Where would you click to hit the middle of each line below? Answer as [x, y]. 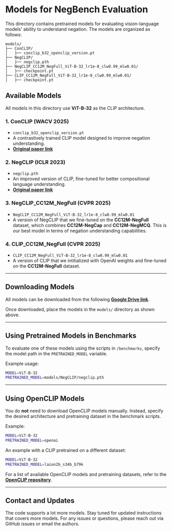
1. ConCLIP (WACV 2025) [37, 121]
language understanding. [39, 184]
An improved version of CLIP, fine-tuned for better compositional [81, 179]
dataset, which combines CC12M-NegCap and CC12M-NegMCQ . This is [90, 225]
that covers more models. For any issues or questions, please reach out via [84, 518]
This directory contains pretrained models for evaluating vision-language [82, 24]
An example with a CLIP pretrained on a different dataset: [66, 450]
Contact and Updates [40, 501]
